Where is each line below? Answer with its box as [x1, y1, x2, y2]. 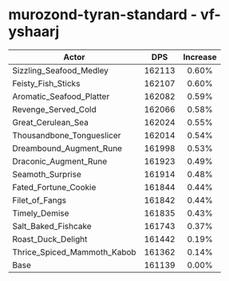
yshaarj [8, 22, 60, 41]
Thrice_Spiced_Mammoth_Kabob [12, 246, 137, 257]
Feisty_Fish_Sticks [12, 77, 81, 89]
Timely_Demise [12, 208, 69, 219]
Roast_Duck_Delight [12, 233, 88, 244]
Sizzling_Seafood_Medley [12, 65, 109, 76]
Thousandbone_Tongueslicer [12, 129, 121, 140]
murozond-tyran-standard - [8, 6, 198, 24]
